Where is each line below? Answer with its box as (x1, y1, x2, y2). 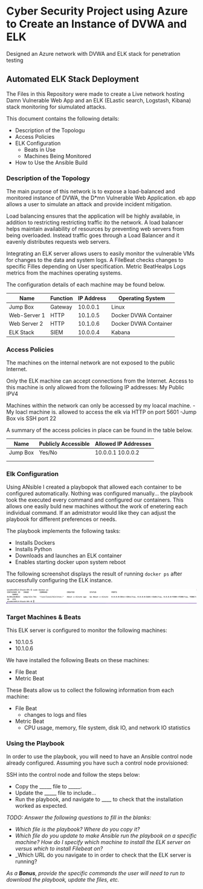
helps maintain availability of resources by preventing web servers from (6, 226, 184, 233)
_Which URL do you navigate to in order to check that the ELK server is (14, 851, 192, 859)
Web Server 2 (8, 320, 43, 327)
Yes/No (39, 449, 57, 456)
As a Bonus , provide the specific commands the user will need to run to (6, 870, 185, 877)
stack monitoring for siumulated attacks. (6, 103, 107, 110)
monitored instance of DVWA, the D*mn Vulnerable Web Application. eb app (6, 194, 196, 201)
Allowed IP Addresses (94, 440, 152, 447)
